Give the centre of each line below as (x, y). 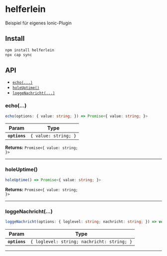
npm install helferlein (30, 50)
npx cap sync (19, 55)
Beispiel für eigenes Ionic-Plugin (39, 23)
